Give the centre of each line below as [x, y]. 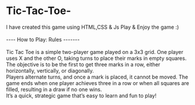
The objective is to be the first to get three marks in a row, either [83, 64]
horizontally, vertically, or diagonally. [50, 70]
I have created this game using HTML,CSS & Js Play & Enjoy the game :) [93, 27]
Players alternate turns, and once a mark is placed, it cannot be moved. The [97, 77]
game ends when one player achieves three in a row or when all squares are [98, 83]
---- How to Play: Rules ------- [43, 39]
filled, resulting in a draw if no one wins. [54, 89]
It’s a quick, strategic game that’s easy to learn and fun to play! [81, 96]
